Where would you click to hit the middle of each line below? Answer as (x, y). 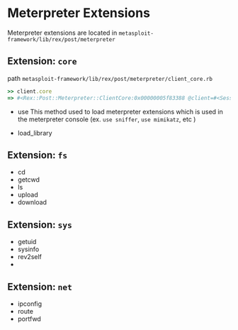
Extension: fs (38, 155)
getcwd (29, 180)
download (32, 202)
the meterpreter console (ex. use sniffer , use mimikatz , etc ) (107, 119)
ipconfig (30, 304)
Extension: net (40, 286)
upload (28, 195)
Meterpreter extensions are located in (62, 33)
